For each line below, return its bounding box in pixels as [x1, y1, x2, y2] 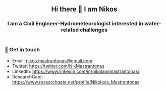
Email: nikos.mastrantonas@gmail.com [12, 57, 93, 63]
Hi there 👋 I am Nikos [51, 5, 118, 14]
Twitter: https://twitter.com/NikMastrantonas [12, 63, 104, 69]
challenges [80, 26, 108, 33]
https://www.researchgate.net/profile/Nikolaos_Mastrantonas [12, 79, 140, 85]
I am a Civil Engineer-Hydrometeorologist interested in [7, 20, 144, 27]
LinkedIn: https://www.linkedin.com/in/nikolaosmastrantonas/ [12, 68, 140, 74]
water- [144, 20, 161, 27]
